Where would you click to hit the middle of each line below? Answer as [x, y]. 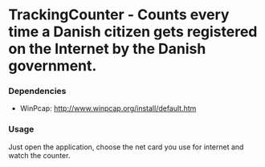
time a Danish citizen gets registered [133, 32]
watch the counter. [39, 155]
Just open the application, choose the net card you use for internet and [126, 147]
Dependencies [37, 92]
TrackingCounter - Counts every [119, 15]
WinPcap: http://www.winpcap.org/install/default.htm [108, 108]
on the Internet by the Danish [107, 49]
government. [53, 66]
